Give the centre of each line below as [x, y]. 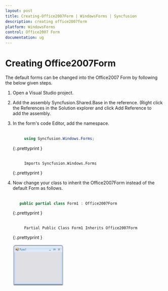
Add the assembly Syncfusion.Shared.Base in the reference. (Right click [88, 102]
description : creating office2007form [46, 21]
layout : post [19, 11]
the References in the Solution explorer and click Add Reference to [82, 108]
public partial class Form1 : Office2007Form [68, 203]
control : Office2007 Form [32, 32]
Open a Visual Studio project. [43, 93]
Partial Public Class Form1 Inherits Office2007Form [81, 228]
